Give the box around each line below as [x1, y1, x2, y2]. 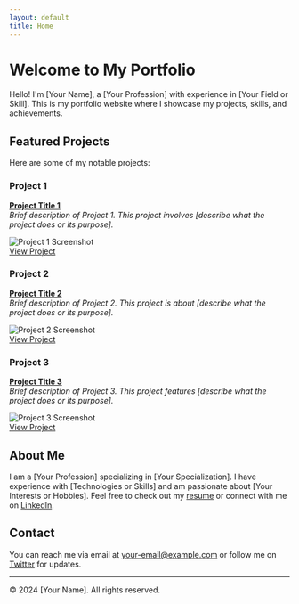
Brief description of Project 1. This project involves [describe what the [9, 209, 265, 220]
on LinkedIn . [9, 500, 55, 510]
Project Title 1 [9, 200, 61, 210]
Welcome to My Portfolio [9, 60, 196, 80]
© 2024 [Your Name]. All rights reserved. [9, 584, 160, 595]
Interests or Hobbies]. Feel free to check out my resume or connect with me [9, 490, 287, 501]
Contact [9, 526, 55, 541]
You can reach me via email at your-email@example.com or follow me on [9, 549, 277, 559]
